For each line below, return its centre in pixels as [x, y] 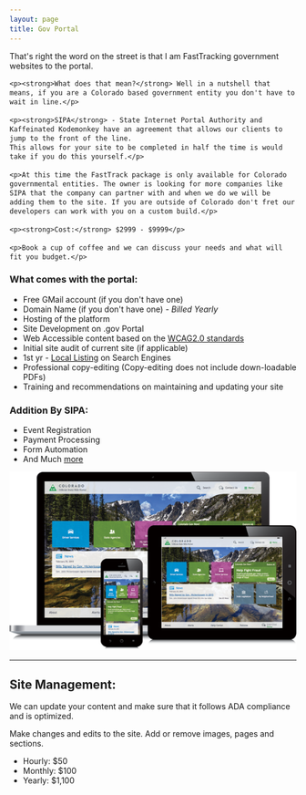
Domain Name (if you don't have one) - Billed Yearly [120, 309]
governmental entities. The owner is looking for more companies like [146, 184]
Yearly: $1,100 [49, 780]
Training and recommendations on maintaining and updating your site [153, 387]
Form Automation [55, 449]
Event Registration [57, 430]
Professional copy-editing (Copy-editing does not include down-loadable [160, 367]
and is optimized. [42, 717]
